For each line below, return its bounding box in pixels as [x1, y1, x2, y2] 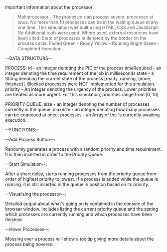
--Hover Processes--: [5, 227, 50, 232]
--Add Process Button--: [5, 137, 56, 142]
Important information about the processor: [5, 4, 94, 10]
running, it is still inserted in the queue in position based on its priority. [5, 182, 150, 187]
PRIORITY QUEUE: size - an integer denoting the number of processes [5, 101, 150, 107]
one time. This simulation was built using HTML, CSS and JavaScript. [17, 24, 160, 30]
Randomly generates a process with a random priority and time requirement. [5, 146, 162, 152]
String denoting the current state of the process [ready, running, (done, [5, 76, 152, 81]
